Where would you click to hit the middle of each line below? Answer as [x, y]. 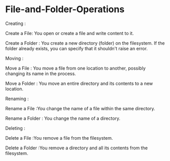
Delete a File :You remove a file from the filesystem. [59, 138]
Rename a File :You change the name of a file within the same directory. [80, 108]
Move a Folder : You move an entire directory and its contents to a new [79, 83]
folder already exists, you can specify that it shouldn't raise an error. [77, 48]
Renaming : [17, 99]
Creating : [16, 23]
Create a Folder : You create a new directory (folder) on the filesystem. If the [85, 43]
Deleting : [15, 128]
